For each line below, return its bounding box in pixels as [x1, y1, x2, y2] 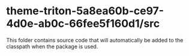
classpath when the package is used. [6, 43, 98, 50]
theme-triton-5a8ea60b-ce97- [6, 4, 164, 18]
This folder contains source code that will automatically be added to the [6, 36, 184, 43]
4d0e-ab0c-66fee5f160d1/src [6, 17, 160, 30]
